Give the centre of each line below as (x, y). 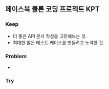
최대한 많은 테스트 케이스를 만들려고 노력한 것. (59, 42)
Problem (16, 56)
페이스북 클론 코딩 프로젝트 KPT (52, 9)
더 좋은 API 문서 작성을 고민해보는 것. (50, 36)
